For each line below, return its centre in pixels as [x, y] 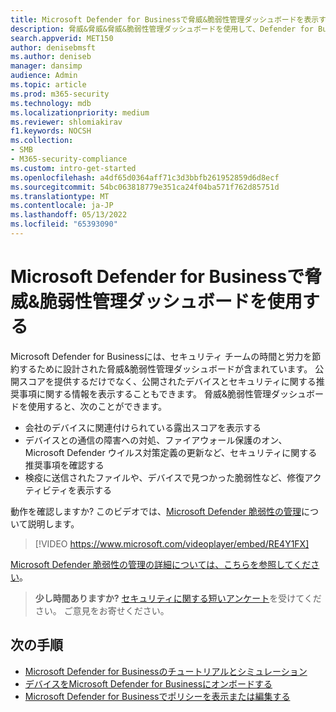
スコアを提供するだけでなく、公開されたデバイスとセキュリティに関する [167, 381]
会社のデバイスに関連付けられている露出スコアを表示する [143, 427]
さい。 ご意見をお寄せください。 [102, 610]
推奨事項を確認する [64, 465]
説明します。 [53, 523]
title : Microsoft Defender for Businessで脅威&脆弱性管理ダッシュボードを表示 [165, 19]
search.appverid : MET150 [62, 38]
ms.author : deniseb [51, 57]
